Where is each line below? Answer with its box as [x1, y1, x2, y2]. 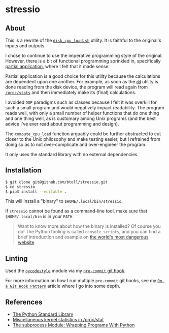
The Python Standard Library [12, 311, 74, 317]
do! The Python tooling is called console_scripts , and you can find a [17, 229, 161, 235]
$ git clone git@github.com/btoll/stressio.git [5, 179, 108, 185]
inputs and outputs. [5, 43, 46, 49]
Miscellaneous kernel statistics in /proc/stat [12, 317, 104, 323]
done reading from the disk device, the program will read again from [5, 84, 148, 90]
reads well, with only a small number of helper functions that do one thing [5, 110, 159, 116]
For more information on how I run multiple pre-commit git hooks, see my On [5, 278, 162, 284]
